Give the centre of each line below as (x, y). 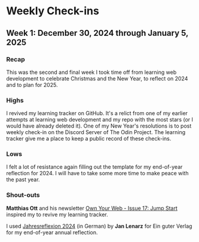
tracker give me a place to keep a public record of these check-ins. (89, 139)
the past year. (23, 179)
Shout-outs (23, 195)
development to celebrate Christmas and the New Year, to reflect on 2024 (97, 78)
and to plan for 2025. (32, 85)
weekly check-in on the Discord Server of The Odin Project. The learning (96, 132)
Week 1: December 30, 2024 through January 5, (97, 33)
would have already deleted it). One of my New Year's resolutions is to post (99, 126)
